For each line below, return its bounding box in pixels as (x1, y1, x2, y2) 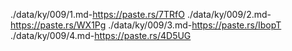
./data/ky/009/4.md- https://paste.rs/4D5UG (10, 30, 192, 41)
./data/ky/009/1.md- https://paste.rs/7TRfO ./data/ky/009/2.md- (10, 9, 272, 20)
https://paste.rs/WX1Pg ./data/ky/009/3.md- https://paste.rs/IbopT (10, 19, 282, 31)
